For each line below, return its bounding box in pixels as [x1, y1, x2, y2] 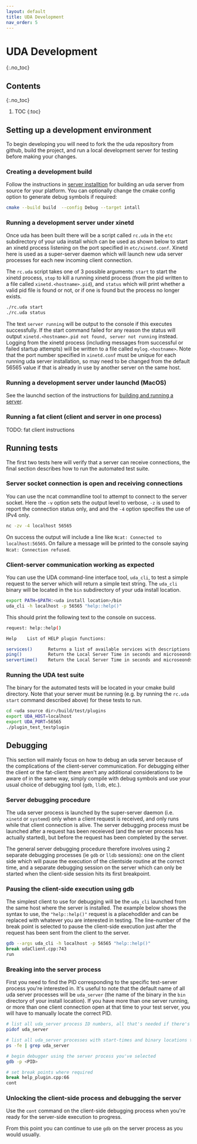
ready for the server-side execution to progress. [6, 1114, 122, 1121]
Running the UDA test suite [6, 671, 85, 679]
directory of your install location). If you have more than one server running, [6, 997, 189, 1005]
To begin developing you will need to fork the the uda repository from [6, 140, 174, 147]
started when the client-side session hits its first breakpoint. [6, 870, 151, 877]
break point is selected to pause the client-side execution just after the [6, 923, 177, 930]
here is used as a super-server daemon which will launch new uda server [6, 250, 183, 258]
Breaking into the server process [6, 965, 101, 973]
